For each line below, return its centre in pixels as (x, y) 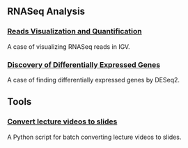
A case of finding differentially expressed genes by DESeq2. (93, 80)
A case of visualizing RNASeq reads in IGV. (69, 46)
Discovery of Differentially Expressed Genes (84, 64)
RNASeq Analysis (46, 12)
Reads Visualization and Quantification (75, 31)
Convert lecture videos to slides (62, 121)
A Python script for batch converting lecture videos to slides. (94, 137)
